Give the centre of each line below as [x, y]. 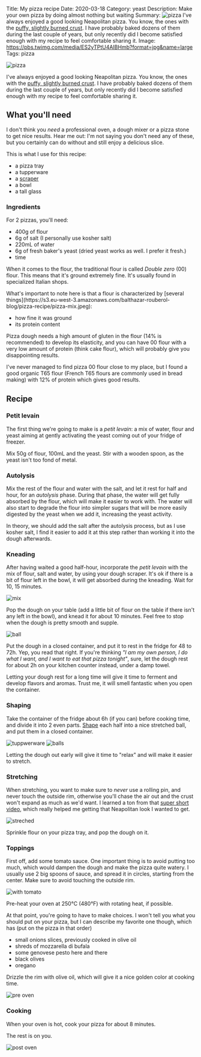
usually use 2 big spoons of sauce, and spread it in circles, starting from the [100, 874]
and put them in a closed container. [50, 731]
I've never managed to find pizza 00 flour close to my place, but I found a [97, 367]
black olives [30, 959]
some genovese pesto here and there [61, 953]
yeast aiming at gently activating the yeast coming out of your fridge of [94, 435]
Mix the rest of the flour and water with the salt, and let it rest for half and [97, 489]
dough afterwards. [29, 539]
